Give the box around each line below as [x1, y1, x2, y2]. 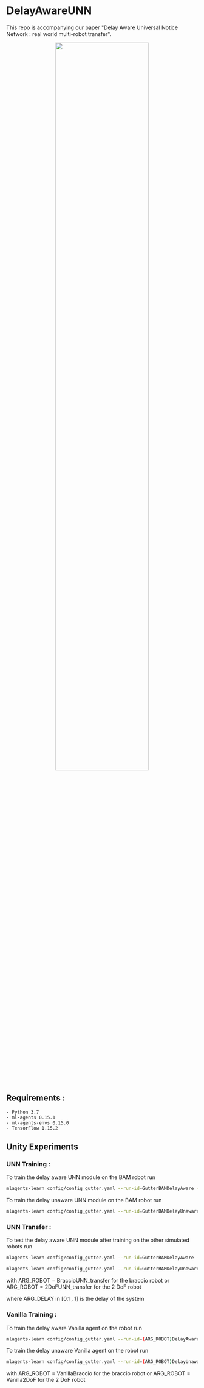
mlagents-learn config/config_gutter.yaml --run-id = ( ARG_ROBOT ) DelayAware [6, 1336, 200, 1342]
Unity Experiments [6, 1142, 78, 1152]
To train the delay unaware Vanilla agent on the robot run [6, 1347, 149, 1354]
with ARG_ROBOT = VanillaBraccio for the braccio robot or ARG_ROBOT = [6, 1370, 191, 1377]
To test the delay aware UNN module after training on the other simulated [6, 1236, 189, 1244]
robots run [6, 1243, 32, 1250]
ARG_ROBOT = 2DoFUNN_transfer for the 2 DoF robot [6, 1283, 141, 1291]
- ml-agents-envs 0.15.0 [6, 1119, 69, 1126]
